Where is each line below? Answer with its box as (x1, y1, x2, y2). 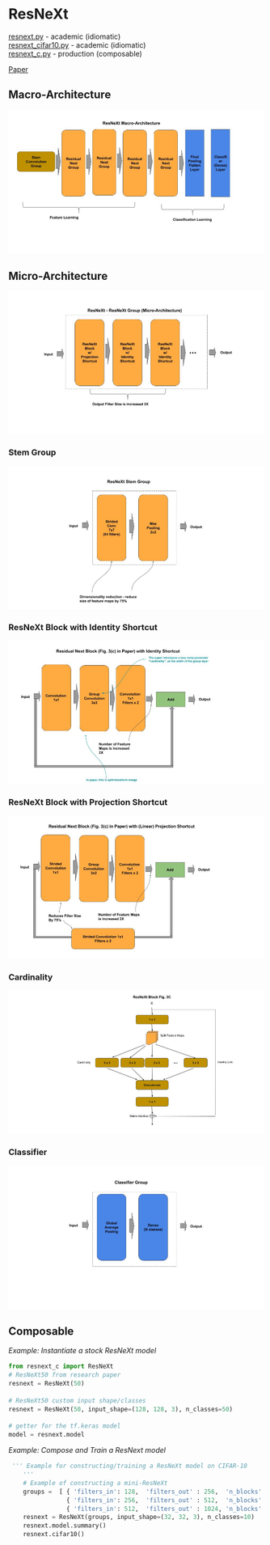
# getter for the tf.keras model (8, 1422, 121, 1430)
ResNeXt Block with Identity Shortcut (8, 622, 158, 633)
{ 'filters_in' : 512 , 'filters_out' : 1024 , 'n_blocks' (65, 1505, 263, 1513)
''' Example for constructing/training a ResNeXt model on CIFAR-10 (11, 1462, 248, 1471)
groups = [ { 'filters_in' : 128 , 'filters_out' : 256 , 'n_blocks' (23, 1488, 263, 1496)
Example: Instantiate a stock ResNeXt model (8, 1346, 157, 1356)
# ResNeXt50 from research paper (8, 1371, 121, 1379)
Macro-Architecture (8, 88, 112, 102)
